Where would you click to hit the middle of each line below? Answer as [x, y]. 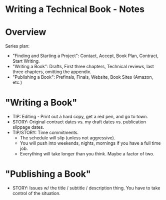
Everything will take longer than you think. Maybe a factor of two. [87, 154]
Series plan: [17, 46]
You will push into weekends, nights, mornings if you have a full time [90, 143]
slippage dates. [28, 127]
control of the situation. [36, 193]
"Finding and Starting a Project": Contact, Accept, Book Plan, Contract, [85, 56]
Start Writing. [26, 61]
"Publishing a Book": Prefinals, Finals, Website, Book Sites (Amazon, [83, 77]
